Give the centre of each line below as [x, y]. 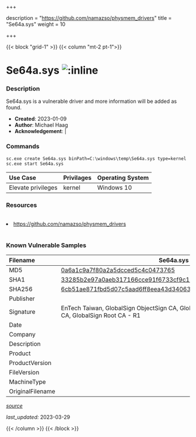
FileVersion [24, 373]
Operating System [123, 178]
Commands [23, 147]
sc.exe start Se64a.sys [35, 164]
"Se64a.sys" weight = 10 [36, 24]
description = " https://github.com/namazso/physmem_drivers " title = [89, 18]
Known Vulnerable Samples [46, 245]
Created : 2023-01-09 [41, 119]
